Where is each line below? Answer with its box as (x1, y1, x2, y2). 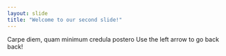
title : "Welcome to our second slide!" (7, 16, 123, 23)
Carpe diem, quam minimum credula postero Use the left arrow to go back (7, 35, 220, 43)
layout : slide (7, 10, 49, 17)
